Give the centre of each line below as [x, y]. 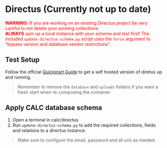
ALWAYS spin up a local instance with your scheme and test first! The [77, 33]
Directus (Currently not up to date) [78, 9]
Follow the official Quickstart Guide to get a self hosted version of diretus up [84, 72]
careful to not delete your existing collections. [52, 28]
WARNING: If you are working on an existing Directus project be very [76, 23]
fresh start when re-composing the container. [64, 92]
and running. [18, 77]
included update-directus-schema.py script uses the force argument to [78, 39]
